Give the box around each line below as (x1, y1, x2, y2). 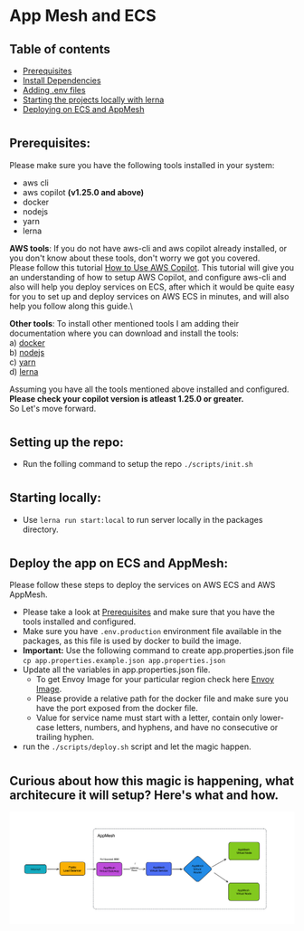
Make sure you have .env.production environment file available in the (22, 626, 282, 637)
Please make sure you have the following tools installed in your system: (9, 159, 275, 170)
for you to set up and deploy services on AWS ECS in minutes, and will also (9, 290, 290, 301)
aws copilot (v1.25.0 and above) (22, 186, 145, 197)
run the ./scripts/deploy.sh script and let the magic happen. (22, 741, 252, 752)
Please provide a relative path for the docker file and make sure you (35, 693, 289, 704)
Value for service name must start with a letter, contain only (35, 712, 259, 724)
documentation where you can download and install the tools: (9, 328, 240, 338)
